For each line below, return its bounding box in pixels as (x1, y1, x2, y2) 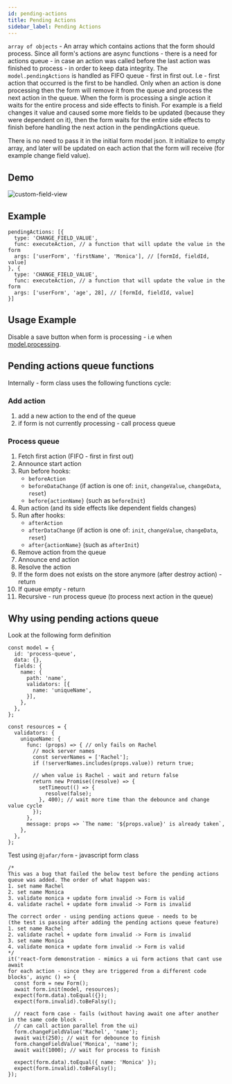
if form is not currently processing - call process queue (17, 419, 176, 427)
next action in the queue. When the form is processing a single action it (8, 94, 211, 102)
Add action (8, 396, 46, 406)
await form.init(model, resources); (14, 986, 120, 993)
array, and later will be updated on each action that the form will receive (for (8, 144, 224, 153)
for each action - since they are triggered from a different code (8, 968, 207, 975)
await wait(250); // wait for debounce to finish (14, 1035, 160, 1042)
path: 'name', (26, 675, 68, 682)
